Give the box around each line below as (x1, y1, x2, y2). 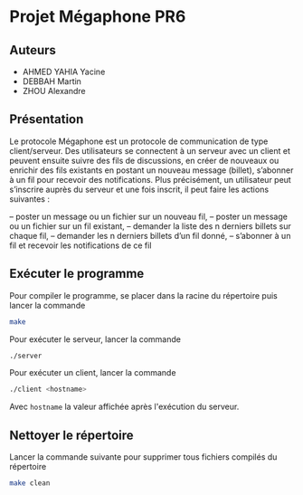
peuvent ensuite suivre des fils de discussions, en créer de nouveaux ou (9, 155, 279, 166)
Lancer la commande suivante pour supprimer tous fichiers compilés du (9, 452, 278, 462)
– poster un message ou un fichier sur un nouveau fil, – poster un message (9, 211, 288, 222)
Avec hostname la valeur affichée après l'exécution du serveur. (9, 401, 240, 413)
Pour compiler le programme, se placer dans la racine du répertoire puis (9, 290, 279, 300)
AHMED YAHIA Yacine (22, 66, 106, 77)
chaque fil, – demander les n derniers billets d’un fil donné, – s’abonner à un (9, 230, 291, 241)
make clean (9, 479, 51, 488)
